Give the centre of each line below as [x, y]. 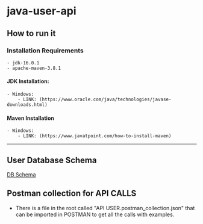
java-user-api [42, 11]
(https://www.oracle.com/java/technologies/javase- [105, 100]
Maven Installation [31, 118]
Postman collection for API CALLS [72, 194]
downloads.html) [27, 105]
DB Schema [21, 175]
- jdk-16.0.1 [23, 63]
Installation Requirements [45, 51]
